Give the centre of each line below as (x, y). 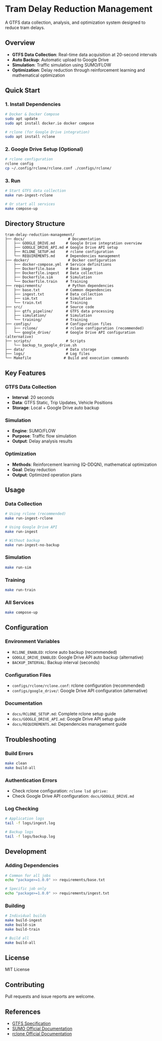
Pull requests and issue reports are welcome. (50, 996)
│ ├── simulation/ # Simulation (49, 316)
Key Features (25, 373)
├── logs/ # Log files (48, 354)
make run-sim (18, 567)
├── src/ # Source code (50, 307)
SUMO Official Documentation (42, 1029)
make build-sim (20, 925)
